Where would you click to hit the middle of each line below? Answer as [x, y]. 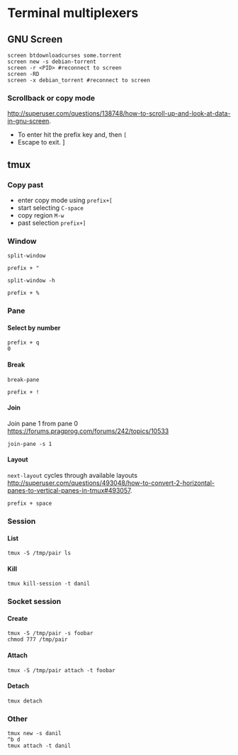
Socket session [34, 602]
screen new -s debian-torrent [52, 62]
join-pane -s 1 [30, 444]
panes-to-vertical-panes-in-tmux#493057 [69, 491]
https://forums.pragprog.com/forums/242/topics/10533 [88, 431]
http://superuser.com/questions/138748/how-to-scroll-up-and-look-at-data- [119, 113]
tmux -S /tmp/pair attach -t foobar [61, 670]
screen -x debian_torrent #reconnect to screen [79, 80]
